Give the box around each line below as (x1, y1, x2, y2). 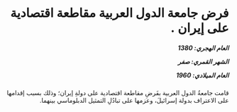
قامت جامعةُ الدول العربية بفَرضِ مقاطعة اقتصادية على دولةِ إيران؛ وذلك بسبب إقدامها (6, 89, 229, 97)
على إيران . (170, 20, 229, 36)
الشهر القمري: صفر (177, 57, 229, 66)
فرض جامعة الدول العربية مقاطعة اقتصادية (10, 5, 229, 21)
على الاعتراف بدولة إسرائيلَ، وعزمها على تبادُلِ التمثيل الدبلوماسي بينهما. (39, 97, 229, 105)
